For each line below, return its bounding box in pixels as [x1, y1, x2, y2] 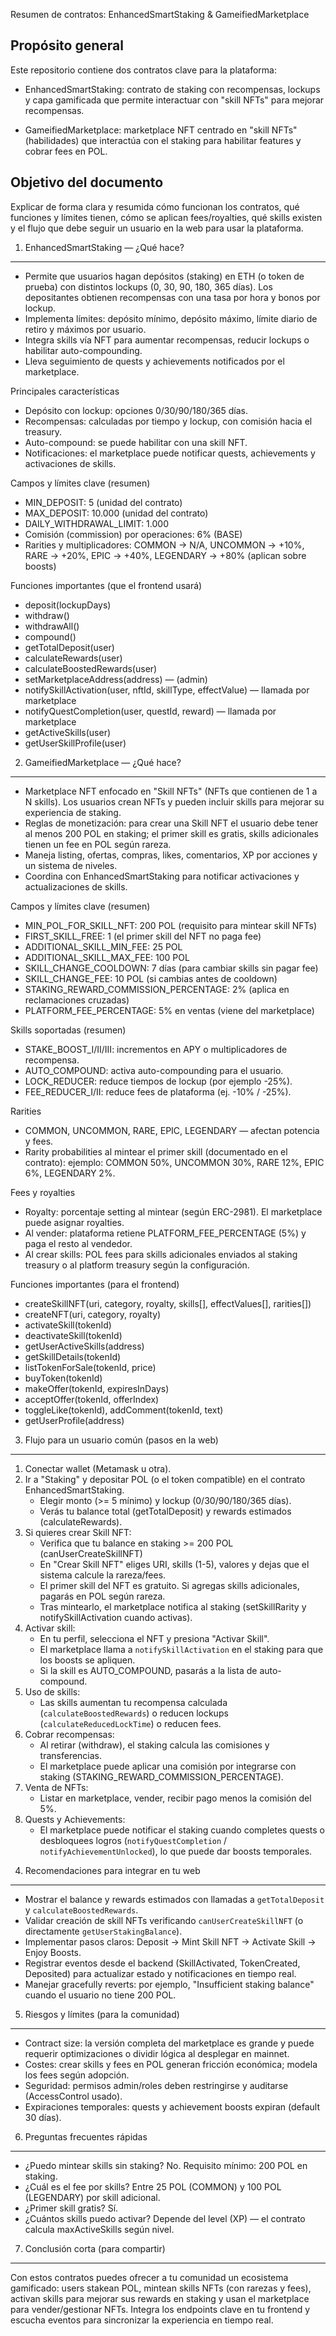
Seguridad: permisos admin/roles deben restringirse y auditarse [24, 2079, 289, 2091]
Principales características [10, 385, 120, 397]
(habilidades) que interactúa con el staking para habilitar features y [24, 134, 302, 146]
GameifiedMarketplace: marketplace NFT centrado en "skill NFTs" [24, 124, 298, 136]
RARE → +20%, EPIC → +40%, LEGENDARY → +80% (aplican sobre [24, 549, 307, 561]
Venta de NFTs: [24, 1781, 89, 1793]
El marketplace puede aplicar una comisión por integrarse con [39, 1760, 297, 1772]
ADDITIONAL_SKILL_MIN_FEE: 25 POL [24, 940, 183, 953]
